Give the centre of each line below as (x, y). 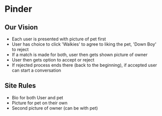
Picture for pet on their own (39, 103)
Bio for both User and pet (37, 97)
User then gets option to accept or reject (53, 60)
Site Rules (20, 86)
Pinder (18, 9)
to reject (20, 49)
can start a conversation (36, 70)
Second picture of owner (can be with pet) (55, 108)
